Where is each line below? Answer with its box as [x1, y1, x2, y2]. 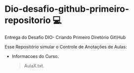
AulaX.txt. [24, 63, 45, 69]
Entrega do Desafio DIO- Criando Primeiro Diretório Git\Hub [4, 34, 126, 40]
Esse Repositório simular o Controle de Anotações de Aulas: [4, 44, 127, 49]
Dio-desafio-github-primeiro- [4, 3, 130, 15]
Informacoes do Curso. [11, 53, 59, 59]
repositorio [4, 15, 51, 26]
